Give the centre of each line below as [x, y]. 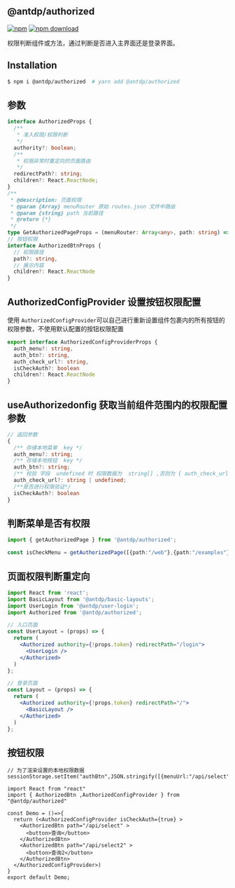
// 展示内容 [29, 265]
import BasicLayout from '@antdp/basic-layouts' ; [81, 599]
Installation [32, 66]
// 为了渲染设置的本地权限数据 [46, 771]
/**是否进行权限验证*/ [42, 487]
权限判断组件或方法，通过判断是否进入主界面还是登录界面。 [93, 43]
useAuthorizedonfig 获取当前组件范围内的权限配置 [117, 405]
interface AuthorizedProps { [50, 122]
